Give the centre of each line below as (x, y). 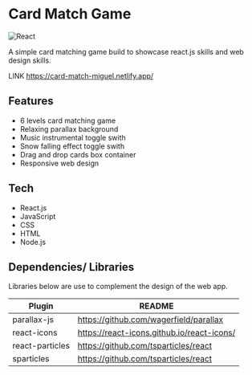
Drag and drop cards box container (78, 154)
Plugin (41, 306)
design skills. (30, 60)
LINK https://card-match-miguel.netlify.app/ (81, 75)
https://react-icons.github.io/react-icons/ (156, 332)
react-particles (41, 346)
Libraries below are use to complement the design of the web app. (118, 287)
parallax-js (33, 320)
